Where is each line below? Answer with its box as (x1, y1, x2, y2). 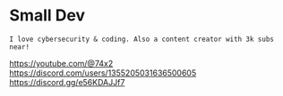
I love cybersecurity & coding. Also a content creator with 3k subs (9, 35, 275, 44)
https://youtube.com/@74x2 (9, 58, 114, 68)
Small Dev (9, 5, 86, 26)
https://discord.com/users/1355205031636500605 (9, 68, 197, 78)
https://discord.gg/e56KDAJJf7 (9, 76, 125, 87)
